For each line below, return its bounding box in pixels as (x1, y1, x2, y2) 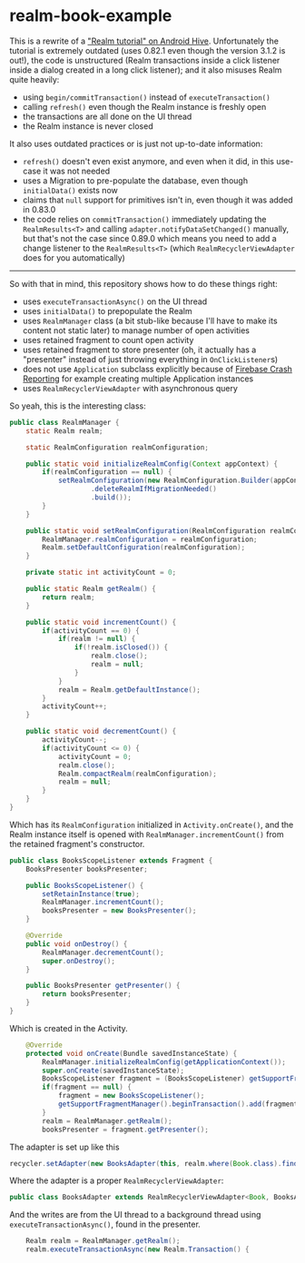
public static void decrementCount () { (25, 727, 177, 736)
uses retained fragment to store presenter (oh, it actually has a (22, 344, 257, 355)
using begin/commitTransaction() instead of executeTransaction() (22, 92, 271, 103)
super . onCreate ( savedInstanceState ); (42, 1066, 184, 1075)
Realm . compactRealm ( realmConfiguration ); (57, 769, 218, 778)
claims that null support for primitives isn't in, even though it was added (22, 194, 293, 205)
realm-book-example (9, 5, 172, 26)
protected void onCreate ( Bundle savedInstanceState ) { (25, 1049, 238, 1058)
